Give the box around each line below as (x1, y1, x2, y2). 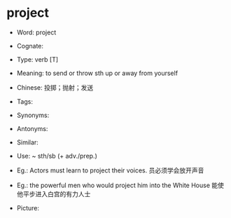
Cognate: (16, 41, 43, 50)
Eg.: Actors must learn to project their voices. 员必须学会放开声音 (16, 166, 204, 175)
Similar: (16, 138, 39, 147)
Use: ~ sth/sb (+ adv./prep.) (16, 151, 97, 160)
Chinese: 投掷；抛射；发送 (16, 83, 94, 92)
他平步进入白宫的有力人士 (16, 189, 91, 198)
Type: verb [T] (16, 55, 59, 64)
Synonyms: (16, 111, 50, 119)
